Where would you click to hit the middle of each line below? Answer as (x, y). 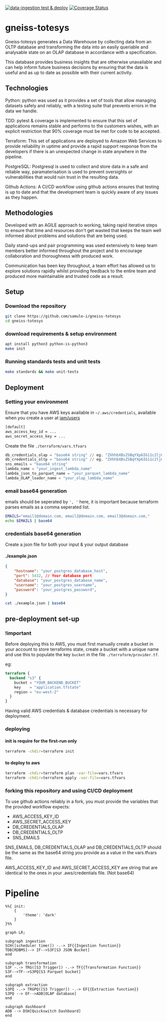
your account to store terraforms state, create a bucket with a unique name (82, 649)
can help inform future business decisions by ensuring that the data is (77, 67)
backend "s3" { (25, 678)
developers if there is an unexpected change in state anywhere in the (76, 151)
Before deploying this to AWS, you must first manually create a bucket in (79, 644)
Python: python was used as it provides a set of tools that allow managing (81, 100)
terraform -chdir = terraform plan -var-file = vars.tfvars (64, 773)
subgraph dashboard (25, 1007)
